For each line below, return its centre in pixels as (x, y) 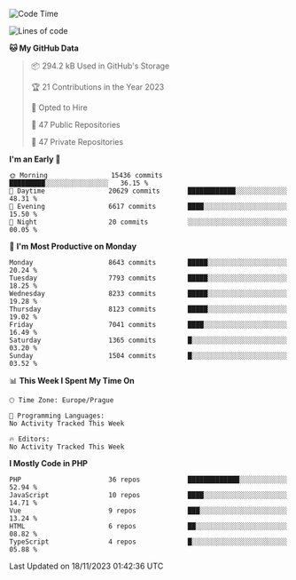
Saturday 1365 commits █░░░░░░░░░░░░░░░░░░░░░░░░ (148, 340)
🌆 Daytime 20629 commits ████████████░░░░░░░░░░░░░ (148, 191)
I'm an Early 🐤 (35, 159)
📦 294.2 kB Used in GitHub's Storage (100, 66)
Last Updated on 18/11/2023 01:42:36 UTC (86, 566)
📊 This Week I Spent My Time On (72, 381)
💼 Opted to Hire (59, 107)
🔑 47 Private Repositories (77, 142)
